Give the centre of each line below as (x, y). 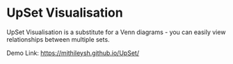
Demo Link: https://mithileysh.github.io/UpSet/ (73, 53)
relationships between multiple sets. (58, 39)
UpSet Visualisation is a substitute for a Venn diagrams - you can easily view (116, 32)
